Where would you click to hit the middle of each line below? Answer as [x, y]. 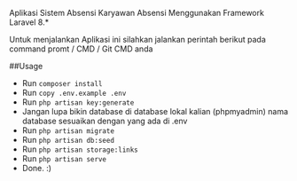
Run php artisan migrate [68, 130]
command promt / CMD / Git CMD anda [81, 49]
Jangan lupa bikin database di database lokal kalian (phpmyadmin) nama [155, 111]
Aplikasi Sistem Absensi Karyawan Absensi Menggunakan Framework [137, 13]
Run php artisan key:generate [78, 102]
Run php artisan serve [64, 158]
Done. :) [36, 168]
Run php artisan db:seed [68, 140]
